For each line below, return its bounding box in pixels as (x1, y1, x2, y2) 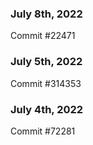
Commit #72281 (10, 125, 76, 137)
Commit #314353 (10, 77, 82, 89)
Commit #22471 (10, 30, 76, 42)
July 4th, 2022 (10, 102, 84, 116)
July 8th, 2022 (10, 7, 83, 21)
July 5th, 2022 (10, 55, 83, 69)
